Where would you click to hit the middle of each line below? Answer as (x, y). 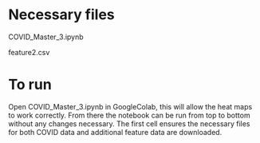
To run (30, 85)
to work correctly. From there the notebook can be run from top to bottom (129, 115)
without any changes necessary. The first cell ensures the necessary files (129, 123)
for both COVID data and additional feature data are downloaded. (115, 132)
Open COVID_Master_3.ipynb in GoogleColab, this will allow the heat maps (130, 106)
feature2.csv (29, 52)
